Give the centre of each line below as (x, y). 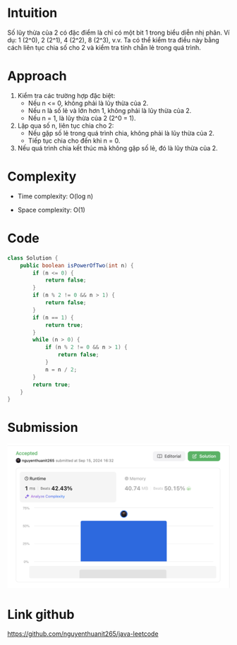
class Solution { (33, 258)
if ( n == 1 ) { (53, 318)
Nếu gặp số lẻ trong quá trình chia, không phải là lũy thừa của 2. (121, 133)
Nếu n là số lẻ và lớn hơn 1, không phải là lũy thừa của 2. (110, 110)
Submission (43, 428)
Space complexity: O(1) (51, 210)
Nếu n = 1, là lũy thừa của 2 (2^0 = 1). (82, 118)
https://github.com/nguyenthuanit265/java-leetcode (83, 634)
